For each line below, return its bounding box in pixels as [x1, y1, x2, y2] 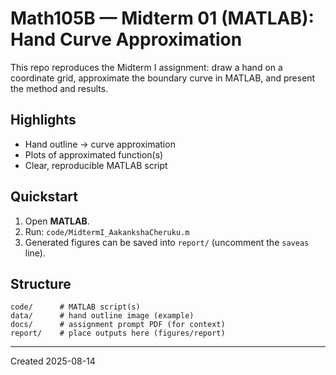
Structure [10, 275, 72, 292]
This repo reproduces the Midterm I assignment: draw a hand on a [10, 61, 283, 73]
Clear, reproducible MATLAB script [24, 159, 168, 171]
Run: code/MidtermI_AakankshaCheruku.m [24, 225, 190, 237]
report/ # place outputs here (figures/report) [10, 328, 226, 339]
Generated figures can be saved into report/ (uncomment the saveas [24, 236, 310, 248]
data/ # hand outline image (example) [10, 311, 195, 321]
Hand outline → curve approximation [24, 138, 176, 150]
